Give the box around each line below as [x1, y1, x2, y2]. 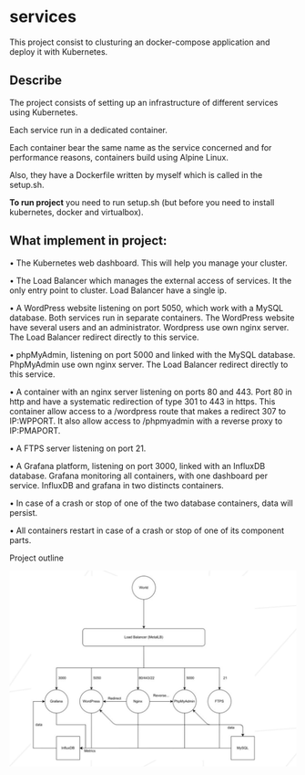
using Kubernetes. [9, 107, 78, 118]
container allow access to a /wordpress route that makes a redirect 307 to [9, 405, 287, 416]
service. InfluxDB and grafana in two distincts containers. [9, 479, 225, 490]
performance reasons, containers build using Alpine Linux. [9, 152, 229, 162]
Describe [9, 73, 62, 89]
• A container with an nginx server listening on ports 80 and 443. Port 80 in [9, 386, 293, 397]
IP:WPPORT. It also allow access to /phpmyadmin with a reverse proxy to [9, 415, 283, 426]
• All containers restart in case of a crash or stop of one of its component [9, 525, 285, 536]
